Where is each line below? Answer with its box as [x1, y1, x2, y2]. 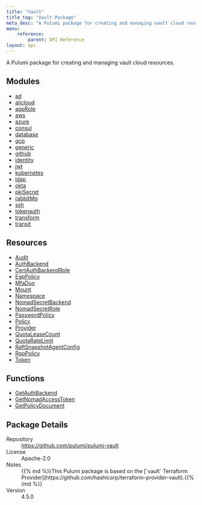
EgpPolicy [14, 273, 40, 280]
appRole [14, 105, 36, 112]
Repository [6, 436, 33, 443]
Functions [6, 373, 45, 383]
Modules [6, 76, 40, 87]
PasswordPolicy [14, 311, 55, 318]
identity [14, 156, 34, 163]
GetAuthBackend [14, 389, 58, 397]
